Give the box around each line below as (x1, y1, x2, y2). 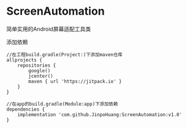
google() (28, 67, 51, 74)
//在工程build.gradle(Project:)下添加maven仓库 (6, 51, 123, 57)
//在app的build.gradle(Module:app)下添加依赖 (6, 101, 118, 107)
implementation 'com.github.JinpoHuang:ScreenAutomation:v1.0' (17, 111, 183, 117)
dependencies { (6, 106, 45, 112)
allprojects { (6, 57, 43, 63)
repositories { (17, 62, 56, 68)
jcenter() (28, 73, 53, 79)
